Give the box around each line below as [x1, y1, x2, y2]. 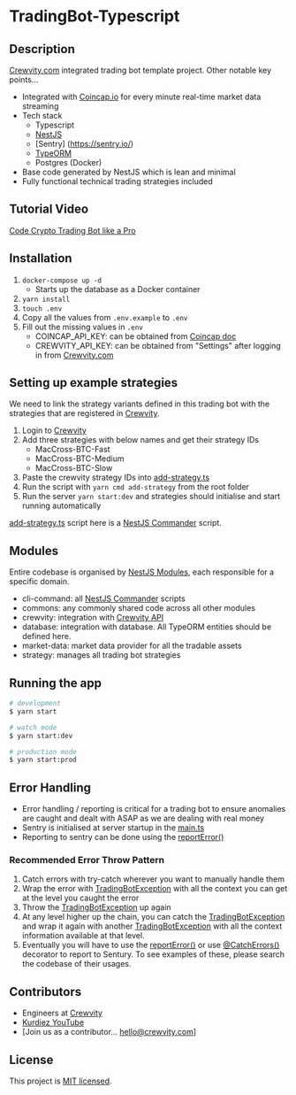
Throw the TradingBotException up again [21, 902, 171, 913]
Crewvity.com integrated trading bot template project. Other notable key [9, 65, 272, 75]
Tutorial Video [9, 202, 89, 217]
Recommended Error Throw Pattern [9, 854, 165, 867]
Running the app [9, 675, 102, 690]
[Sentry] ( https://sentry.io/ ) [34, 139, 134, 149]
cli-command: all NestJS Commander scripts [21, 593, 186, 604]
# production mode [9, 747, 77, 756]
